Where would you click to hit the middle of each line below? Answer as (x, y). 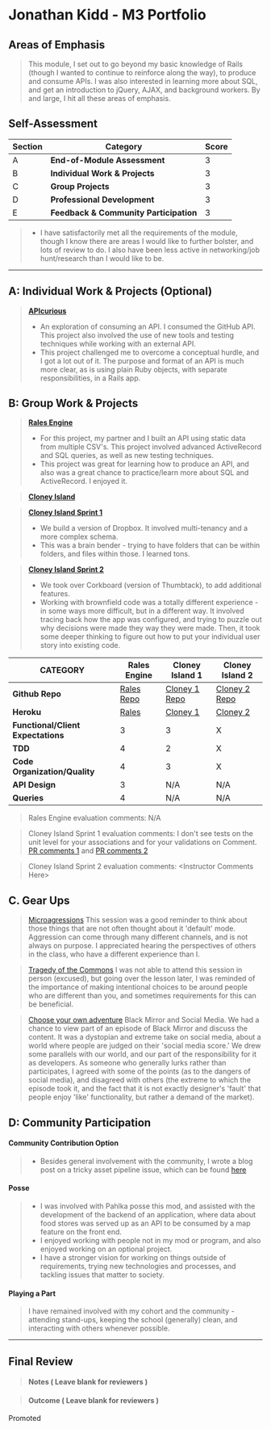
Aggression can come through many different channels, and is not (138, 937)
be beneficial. (51, 1004)
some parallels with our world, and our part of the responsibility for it (142, 1054)
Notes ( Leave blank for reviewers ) (88, 1382)
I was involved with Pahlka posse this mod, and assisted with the (148, 1206)
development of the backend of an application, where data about (148, 1215)
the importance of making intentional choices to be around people (138, 987)
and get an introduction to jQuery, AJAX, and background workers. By (144, 90)
